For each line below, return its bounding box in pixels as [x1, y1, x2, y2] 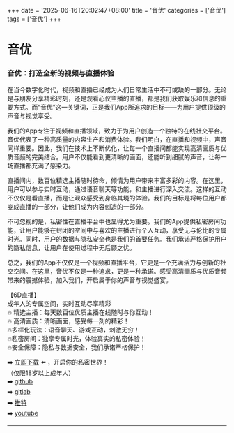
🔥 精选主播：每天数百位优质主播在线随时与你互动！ [7, 308, 155, 316]
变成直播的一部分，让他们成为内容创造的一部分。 [7, 203, 148, 211]
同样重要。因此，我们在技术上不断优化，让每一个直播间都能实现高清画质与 [7, 144, 221, 152]
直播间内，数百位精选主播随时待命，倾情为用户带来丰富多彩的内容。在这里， [7, 177, 227, 185]
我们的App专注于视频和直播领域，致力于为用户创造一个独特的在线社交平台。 [7, 126, 226, 135]
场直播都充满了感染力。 [7, 161, 75, 170]
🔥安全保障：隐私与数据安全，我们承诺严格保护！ [7, 343, 146, 351]
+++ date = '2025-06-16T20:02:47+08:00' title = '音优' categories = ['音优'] [7, 6, 226, 14]
